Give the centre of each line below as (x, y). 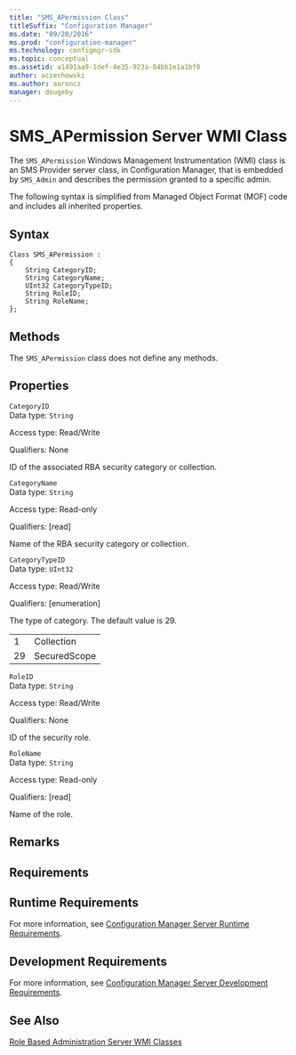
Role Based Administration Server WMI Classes (96, 1042)
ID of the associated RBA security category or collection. (113, 467)
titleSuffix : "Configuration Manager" (81, 26)
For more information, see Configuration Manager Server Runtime (129, 924)
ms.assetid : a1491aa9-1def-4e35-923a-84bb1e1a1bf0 (105, 68)
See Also (34, 1020)
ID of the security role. (50, 737)
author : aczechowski (48, 76)
